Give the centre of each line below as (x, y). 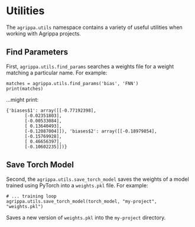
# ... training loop (32, 196)
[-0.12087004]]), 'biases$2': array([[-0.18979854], (91, 131)
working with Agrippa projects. (44, 33)
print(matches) (25, 89)
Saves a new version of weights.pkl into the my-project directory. (86, 218)
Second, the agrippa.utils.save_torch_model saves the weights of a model (97, 179)
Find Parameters (37, 52)
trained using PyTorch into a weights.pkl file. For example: (77, 185)
